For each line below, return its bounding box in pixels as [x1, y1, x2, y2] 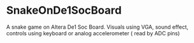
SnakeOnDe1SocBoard [6, 4, 122, 17]
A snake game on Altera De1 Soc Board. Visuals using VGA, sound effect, [6, 23, 189, 30]
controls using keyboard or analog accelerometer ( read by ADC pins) [6, 29, 180, 36]
